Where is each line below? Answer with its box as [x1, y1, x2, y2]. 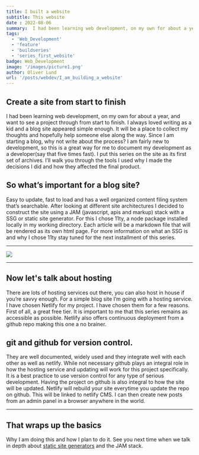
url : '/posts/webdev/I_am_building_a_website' [6, 75, 123, 81]
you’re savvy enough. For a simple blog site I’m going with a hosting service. [6, 295, 193, 303]
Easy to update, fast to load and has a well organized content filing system [6, 196, 188, 203]
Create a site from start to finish [6, 97, 126, 107]
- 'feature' [11, 42, 41, 48]
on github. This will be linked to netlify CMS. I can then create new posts [6, 391, 182, 398]
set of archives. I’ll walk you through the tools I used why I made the [6, 157, 172, 164]
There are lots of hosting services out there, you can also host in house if [6, 289, 185, 296]
